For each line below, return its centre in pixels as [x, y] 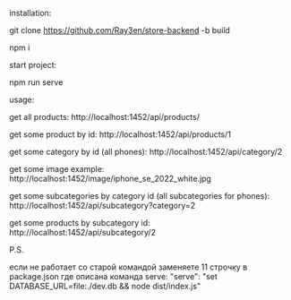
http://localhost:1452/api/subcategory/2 [83, 232]
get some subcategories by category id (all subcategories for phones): [140, 196]
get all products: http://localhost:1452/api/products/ [104, 117]
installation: [30, 13]
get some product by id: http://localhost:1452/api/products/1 [120, 134]
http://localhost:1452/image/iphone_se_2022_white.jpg [111, 179]
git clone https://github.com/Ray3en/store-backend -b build [120, 30]
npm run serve [36, 82]
